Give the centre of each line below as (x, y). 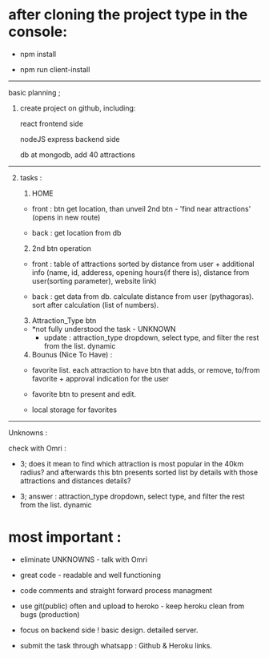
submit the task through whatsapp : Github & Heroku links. (116, 645)
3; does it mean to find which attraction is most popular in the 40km (132, 463)
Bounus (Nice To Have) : (72, 354)
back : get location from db (76, 232)
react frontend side (52, 123)
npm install (38, 54)
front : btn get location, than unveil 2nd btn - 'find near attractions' (141, 208)
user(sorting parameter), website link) (94, 281)
